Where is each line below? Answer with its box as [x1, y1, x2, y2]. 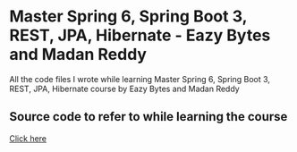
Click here [9, 132, 47, 144]
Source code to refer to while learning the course [9, 109, 288, 124]
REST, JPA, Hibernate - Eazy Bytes [9, 25, 271, 46]
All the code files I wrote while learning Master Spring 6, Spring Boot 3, [9, 73, 271, 84]
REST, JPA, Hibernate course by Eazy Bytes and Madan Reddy [9, 83, 240, 94]
